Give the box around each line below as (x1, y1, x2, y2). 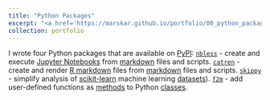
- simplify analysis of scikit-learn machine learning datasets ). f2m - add (8, 74, 243, 84)
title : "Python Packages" (8, 11, 95, 20)
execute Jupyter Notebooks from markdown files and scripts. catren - (8, 57, 240, 66)
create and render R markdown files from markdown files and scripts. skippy (8, 66, 262, 75)
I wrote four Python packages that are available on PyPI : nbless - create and (8, 49, 260, 58)
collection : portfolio (8, 26, 84, 34)
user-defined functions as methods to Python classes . (8, 82, 188, 92)
